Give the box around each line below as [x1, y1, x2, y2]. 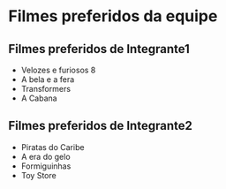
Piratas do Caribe [20, 141, 85, 152]
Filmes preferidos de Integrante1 [8, 42, 191, 57]
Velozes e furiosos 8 [20, 64, 96, 75]
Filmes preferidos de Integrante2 [8, 118, 193, 133]
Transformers [20, 84, 72, 94]
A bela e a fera [20, 74, 75, 85]
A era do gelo [20, 151, 72, 162]
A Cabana [20, 93, 58, 103]
